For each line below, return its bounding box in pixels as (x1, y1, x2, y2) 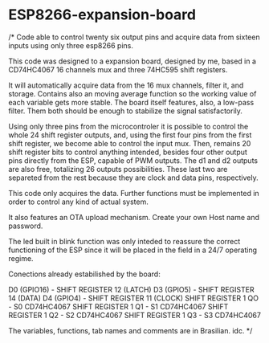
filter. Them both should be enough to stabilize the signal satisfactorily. (8, 106, 243, 116)
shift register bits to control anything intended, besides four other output (8, 147, 247, 157)
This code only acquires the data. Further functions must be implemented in (8, 188, 259, 198)
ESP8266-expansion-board (8, 6, 197, 24)
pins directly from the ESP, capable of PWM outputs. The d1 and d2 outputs (8, 155, 259, 165)
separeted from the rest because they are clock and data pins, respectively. (8, 173, 259, 182)
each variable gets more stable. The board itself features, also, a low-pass (8, 97, 255, 107)
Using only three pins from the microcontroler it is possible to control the (8, 121, 249, 131)
